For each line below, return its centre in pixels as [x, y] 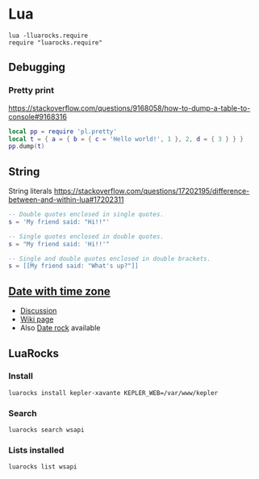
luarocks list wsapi [43, 467]
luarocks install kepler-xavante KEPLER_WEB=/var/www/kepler [113, 393]
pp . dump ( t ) [27, 146]
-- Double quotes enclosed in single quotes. [86, 215]
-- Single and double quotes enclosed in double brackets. [110, 258]
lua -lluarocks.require [48, 36]
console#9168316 [38, 116]
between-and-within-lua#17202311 [66, 200]
